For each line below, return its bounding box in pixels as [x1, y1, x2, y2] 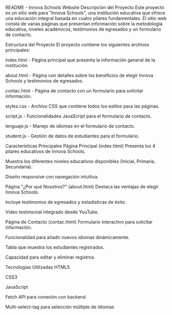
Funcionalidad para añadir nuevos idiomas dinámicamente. [5, 234, 130, 240]
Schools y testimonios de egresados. [5, 78, 84, 84]
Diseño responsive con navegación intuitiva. [5, 174, 99, 180]
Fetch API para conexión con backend [5, 294, 86, 300]
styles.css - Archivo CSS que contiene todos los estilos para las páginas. [5, 103, 160, 109]
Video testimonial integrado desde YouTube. [5, 209, 99, 215]
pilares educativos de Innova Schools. [5, 148, 86, 154]
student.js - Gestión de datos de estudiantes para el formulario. [5, 133, 140, 139]
